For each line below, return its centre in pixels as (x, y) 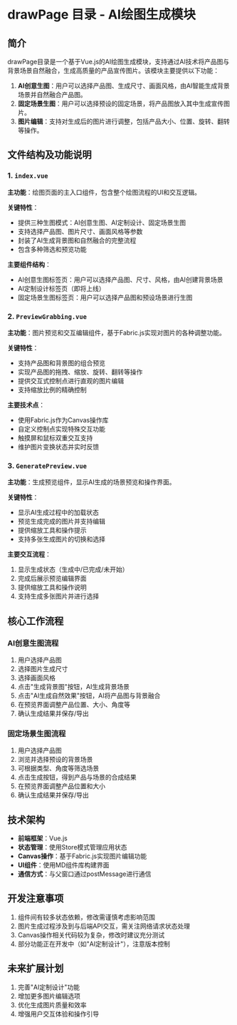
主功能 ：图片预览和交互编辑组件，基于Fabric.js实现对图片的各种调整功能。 (116, 332)
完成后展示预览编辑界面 (52, 578)
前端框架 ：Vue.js (42, 838)
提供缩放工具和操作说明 (52, 587)
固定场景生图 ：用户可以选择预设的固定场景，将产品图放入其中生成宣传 (121, 103)
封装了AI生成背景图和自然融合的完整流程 (77, 240)
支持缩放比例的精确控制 (52, 389)
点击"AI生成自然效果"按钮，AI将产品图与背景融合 (89, 695)
